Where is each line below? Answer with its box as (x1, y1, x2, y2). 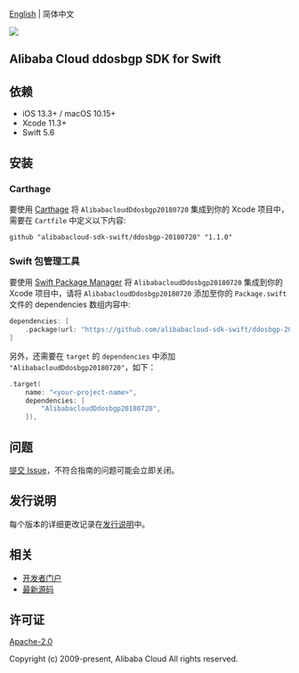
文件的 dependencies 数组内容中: (9, 299, 131, 310)
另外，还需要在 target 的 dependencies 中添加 (9, 351, 176, 361)
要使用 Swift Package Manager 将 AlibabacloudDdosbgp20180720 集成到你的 (9, 277, 283, 288)
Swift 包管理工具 (9, 255, 80, 267)
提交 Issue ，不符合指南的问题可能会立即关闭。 (9, 465, 180, 475)
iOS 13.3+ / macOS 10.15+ (21, 109, 117, 119)
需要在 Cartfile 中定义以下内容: (9, 215, 126, 225)
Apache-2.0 (9, 637, 53, 647)
